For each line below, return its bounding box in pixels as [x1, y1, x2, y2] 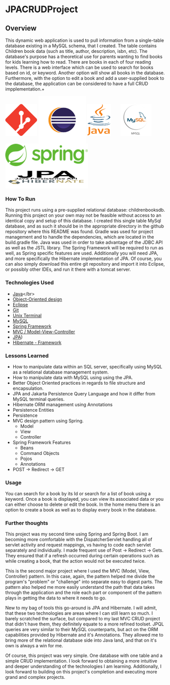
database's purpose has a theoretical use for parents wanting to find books [5, 53, 163, 60]
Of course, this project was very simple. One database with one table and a [5, 652, 163, 659]
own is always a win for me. [5, 643, 63, 649]
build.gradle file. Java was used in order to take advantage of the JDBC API [5, 239, 163, 245]
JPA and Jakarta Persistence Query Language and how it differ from [12, 390, 156, 396]
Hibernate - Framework [12, 339, 62, 346]
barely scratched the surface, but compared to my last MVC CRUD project [5, 616, 160, 622]
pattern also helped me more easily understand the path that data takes [5, 584, 155, 590]
